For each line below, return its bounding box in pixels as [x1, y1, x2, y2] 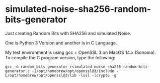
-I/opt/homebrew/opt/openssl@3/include [31, 68, 114, 74]
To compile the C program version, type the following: [5, 54, 116, 60]
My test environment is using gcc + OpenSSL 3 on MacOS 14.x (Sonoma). [5, 49, 156, 55]
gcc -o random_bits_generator [5, 64, 68, 69]
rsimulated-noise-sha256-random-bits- [69, 64, 150, 69]
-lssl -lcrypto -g [79, 73, 117, 78]
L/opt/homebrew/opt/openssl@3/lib [5, 73, 77, 78]
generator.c [5, 68, 30, 74]
